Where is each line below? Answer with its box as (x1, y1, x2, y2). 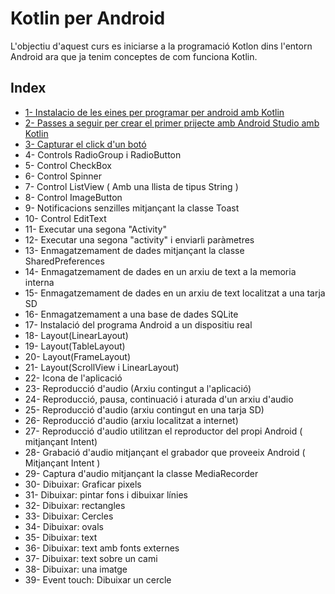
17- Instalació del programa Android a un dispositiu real (24, 318, 253, 331)
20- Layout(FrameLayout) (24, 350, 132, 362)
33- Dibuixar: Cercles (24, 510, 114, 522)
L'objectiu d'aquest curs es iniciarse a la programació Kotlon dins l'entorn (10, 40, 313, 52)
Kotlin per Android (10, 7, 166, 30)
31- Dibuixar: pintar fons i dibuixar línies (24, 488, 188, 501)
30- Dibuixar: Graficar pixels (24, 478, 142, 490)
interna (24, 276, 55, 288)
